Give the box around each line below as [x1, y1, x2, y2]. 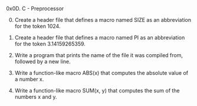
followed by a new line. [14, 58, 71, 65]
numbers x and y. [14, 94, 57, 100]
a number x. [14, 76, 44, 82]
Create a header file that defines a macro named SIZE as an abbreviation [14, 16, 192, 23]
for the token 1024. [14, 23, 61, 29]
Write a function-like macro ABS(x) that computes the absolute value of [14, 69, 189, 76]
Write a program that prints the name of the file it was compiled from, [14, 52, 183, 58]
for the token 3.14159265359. [14, 41, 86, 47]
